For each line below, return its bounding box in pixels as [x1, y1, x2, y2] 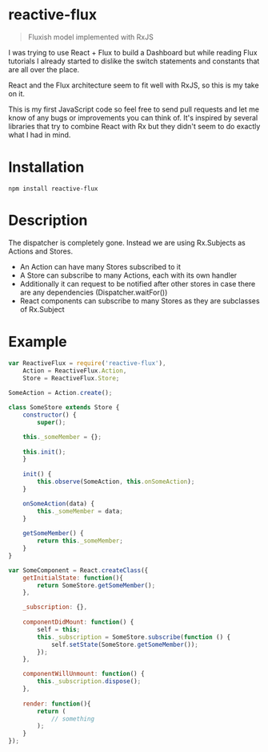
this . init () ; [22, 448, 66, 456]
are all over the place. [8, 64, 80, 74]
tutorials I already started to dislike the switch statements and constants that [8, 56, 260, 66]
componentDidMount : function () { [22, 618, 134, 626]
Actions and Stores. [8, 246, 74, 256]
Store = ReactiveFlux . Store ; [22, 374, 120, 382]
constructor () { [22, 411, 78, 419]
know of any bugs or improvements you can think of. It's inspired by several [8, 112, 258, 122]
